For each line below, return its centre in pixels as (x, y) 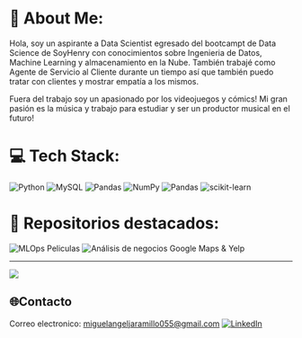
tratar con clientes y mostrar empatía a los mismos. (104, 81)
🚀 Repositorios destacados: (115, 223)
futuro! (22, 118)
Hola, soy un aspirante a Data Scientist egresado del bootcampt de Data (143, 43)
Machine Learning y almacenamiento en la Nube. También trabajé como (142, 62)
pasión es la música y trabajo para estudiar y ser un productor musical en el (150, 108)
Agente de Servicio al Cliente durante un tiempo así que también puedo (142, 72)
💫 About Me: (57, 18)
